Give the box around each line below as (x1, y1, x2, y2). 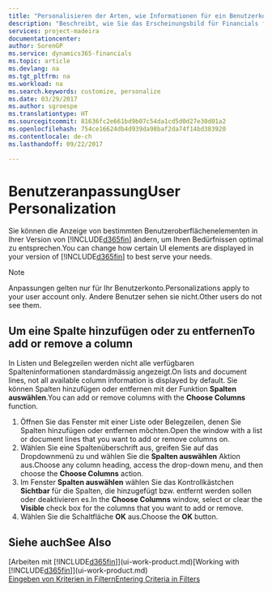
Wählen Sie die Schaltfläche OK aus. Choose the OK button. (19, 512, 219, 521)
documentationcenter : (8, 34, 82, 43)
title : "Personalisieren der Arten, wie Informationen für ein (8, 11, 227, 20)
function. (8, 401, 39, 411)
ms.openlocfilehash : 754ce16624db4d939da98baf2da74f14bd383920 (8, 125, 227, 133)
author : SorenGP (8, 42, 63, 50)
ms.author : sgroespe (8, 102, 79, 110)
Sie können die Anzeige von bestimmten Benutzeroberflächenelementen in (8, 226, 258, 236)
